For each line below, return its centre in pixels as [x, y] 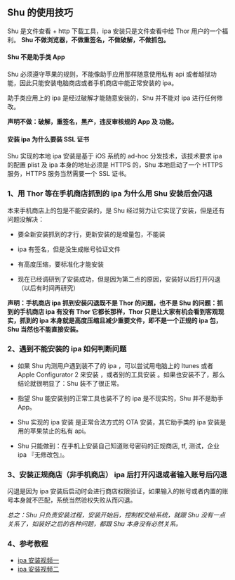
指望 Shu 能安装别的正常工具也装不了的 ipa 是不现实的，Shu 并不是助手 [120, 398]
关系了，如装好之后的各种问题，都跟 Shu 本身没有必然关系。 [95, 524]
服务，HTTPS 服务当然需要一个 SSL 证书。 [69, 174]
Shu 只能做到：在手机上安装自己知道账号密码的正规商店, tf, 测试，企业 [118, 446]
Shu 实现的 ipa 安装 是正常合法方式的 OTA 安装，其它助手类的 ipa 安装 [119, 422]
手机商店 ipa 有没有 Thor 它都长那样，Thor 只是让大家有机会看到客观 [119, 311]
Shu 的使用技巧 [40, 13]
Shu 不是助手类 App [36, 57]
